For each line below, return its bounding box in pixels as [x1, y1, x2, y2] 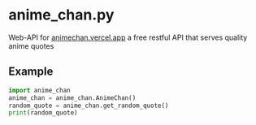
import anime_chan [8, 86, 71, 94]
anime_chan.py [8, 6, 115, 24]
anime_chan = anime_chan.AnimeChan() [8, 93, 137, 102]
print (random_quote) [8, 109, 79, 117]
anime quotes [8, 41, 54, 50]
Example [8, 65, 54, 79]
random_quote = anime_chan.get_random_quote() [8, 101, 169, 110]
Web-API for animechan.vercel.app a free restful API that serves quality [8, 32, 248, 42]
